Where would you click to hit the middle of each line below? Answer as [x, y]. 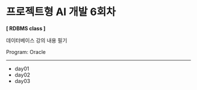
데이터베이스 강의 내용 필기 [37, 40]
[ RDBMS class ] [26, 28]
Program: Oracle [26, 52]
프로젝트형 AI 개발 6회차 [61, 12]
